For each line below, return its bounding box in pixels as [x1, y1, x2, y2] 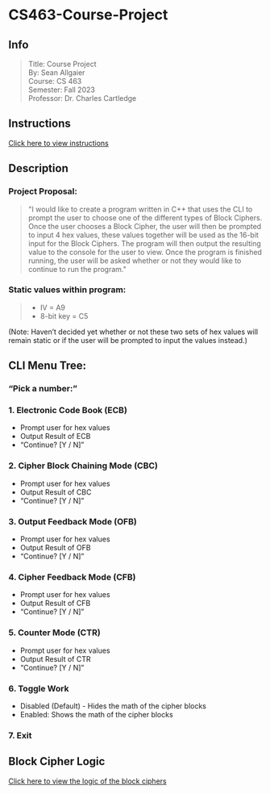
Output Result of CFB [19, 599, 91, 608]
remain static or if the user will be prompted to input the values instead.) [8, 335, 247, 345]
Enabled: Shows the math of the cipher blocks [19, 709, 173, 719]
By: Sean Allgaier [27, 68, 85, 77]
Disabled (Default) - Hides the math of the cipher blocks [19, 700, 207, 711]
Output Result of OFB [19, 543, 91, 552]
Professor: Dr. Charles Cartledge [27, 94, 137, 102]
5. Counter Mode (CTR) [8, 627, 101, 638]
